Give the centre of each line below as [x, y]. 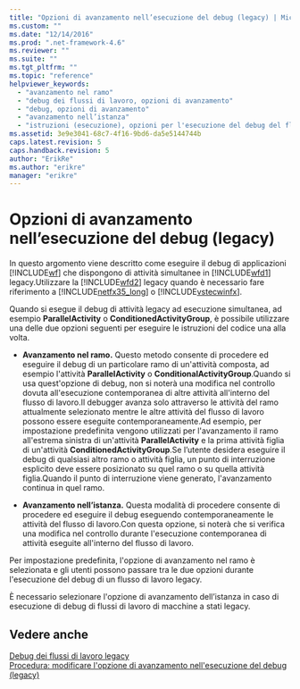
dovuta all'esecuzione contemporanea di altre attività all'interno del [146, 393]
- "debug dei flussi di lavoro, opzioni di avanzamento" [125, 101]
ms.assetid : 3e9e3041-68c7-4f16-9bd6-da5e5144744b [105, 134]
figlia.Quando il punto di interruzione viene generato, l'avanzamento [147, 478]
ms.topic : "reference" [51, 76]
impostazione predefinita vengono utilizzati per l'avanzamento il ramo [150, 431]
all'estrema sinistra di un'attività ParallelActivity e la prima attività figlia [153, 441]
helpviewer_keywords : [50, 84]
